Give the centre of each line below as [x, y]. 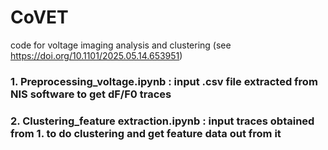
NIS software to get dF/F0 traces [91, 94]
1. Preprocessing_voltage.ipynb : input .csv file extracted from [164, 81]
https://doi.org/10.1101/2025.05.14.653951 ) [96, 55]
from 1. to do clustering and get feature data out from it [146, 133]
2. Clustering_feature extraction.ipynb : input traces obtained [162, 121]
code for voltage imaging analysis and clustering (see [121, 45]
